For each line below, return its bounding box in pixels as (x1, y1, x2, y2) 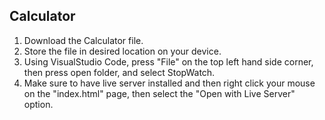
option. (23, 98, 54, 110)
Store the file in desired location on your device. (23, 45, 222, 57)
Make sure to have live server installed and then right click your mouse (23, 77, 316, 89)
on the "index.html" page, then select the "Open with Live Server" (23, 87, 296, 99)
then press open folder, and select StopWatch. (23, 66, 216, 78)
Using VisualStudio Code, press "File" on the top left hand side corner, (23, 55, 314, 68)
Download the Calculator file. (23, 34, 144, 46)
